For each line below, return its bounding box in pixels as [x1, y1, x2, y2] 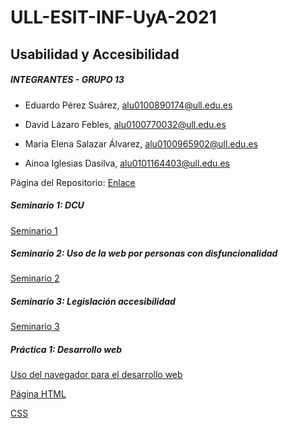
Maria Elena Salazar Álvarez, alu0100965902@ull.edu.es [24, 137, 258, 150]
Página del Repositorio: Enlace [10, 176, 136, 188]
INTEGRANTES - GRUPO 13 [10, 74, 125, 86]
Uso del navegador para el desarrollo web [10, 369, 183, 381]
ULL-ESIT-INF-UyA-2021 [10, 6, 217, 29]
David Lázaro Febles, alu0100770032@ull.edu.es [24, 118, 227, 130]
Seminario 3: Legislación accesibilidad [10, 296, 176, 308]
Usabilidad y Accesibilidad [10, 46, 180, 63]
